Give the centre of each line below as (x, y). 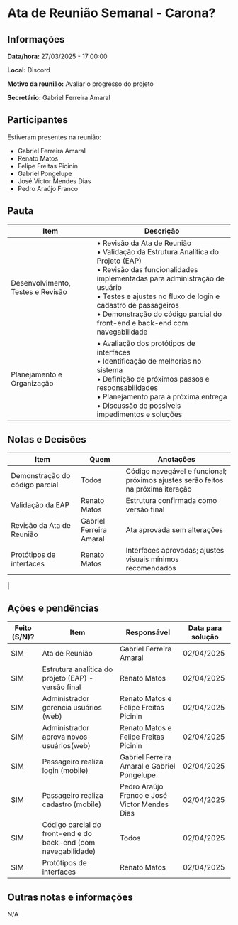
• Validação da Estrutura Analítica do (158, 251)
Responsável (148, 632)
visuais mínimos (152, 559)
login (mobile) (65, 771)
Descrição (162, 231)
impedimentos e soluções (140, 414)
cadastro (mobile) (72, 804)
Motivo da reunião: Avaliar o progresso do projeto (80, 84)
